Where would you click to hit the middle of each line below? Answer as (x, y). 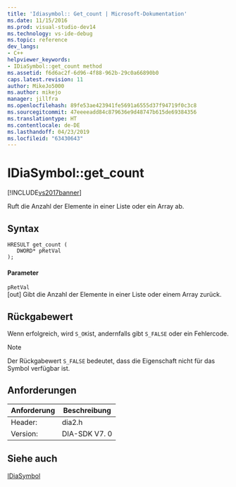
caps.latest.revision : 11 (45, 79)
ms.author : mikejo (34, 92)
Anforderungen (42, 391)
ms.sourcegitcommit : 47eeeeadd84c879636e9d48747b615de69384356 (102, 112)
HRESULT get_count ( (38, 245)
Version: (25, 433)
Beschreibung (87, 410)
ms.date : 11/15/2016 (38, 20)
